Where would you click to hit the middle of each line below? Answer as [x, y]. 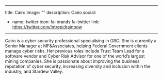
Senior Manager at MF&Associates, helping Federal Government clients [76, 46]
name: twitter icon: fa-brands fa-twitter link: [56, 22]
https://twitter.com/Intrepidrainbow [47, 27]
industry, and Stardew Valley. [34, 71]
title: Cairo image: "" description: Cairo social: [50, 12]
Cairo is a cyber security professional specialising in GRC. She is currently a [81, 41]
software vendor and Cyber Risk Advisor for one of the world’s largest [75, 56]
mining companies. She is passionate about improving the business [72, 61]
